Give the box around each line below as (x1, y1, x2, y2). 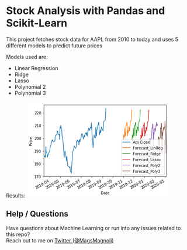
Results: (6, 192, 26, 199)
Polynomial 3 (14, 89, 46, 96)
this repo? (6, 231, 30, 238)
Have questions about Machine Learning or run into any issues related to (6, 224, 181, 231)
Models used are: (6, 53, 48, 60)
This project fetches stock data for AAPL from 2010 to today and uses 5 (6, 36, 179, 43)
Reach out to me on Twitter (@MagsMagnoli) (6, 237, 114, 244)
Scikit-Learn (6, 16, 68, 30)
